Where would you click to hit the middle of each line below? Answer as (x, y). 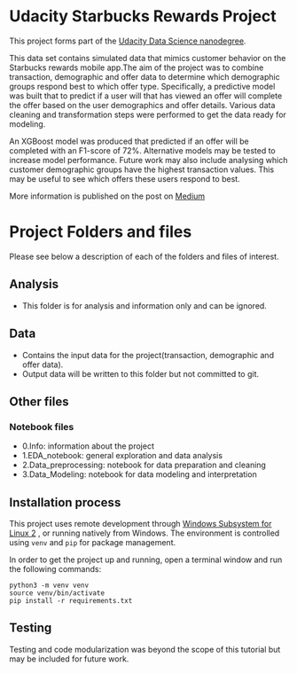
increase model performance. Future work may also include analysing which (148, 160)
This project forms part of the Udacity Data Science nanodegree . (128, 41)
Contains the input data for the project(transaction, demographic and (148, 355)
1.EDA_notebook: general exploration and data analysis (122, 456)
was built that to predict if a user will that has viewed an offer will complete (146, 96)
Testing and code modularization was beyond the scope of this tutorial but (145, 649)
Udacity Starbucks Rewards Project (143, 16)
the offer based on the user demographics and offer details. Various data (142, 105)
